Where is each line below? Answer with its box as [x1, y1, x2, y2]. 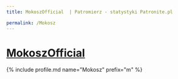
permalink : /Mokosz [6, 19, 56, 26]
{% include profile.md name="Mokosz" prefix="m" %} [6, 66, 143, 74]
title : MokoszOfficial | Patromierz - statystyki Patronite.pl [6, 9, 173, 15]
